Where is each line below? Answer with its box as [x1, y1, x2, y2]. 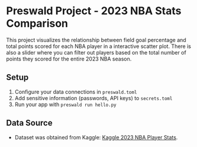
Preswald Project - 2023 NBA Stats [6, 4, 182, 18]
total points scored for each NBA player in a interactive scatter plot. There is [6, 43, 191, 50]
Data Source [6, 118, 53, 128]
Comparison [6, 17, 69, 30]
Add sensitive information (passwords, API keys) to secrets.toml [14, 94, 173, 101]
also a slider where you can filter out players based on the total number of [6, 49, 186, 56]
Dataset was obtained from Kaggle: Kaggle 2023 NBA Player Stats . [14, 133, 178, 140]
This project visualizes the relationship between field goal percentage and [6, 36, 186, 43]
